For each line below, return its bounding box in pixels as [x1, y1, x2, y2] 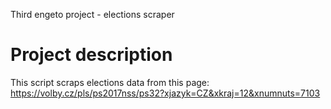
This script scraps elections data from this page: [10, 76, 210, 88]
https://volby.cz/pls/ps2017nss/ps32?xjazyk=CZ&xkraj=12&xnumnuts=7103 [10, 87, 321, 99]
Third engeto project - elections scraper [10, 9, 175, 20]
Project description [10, 44, 173, 66]
